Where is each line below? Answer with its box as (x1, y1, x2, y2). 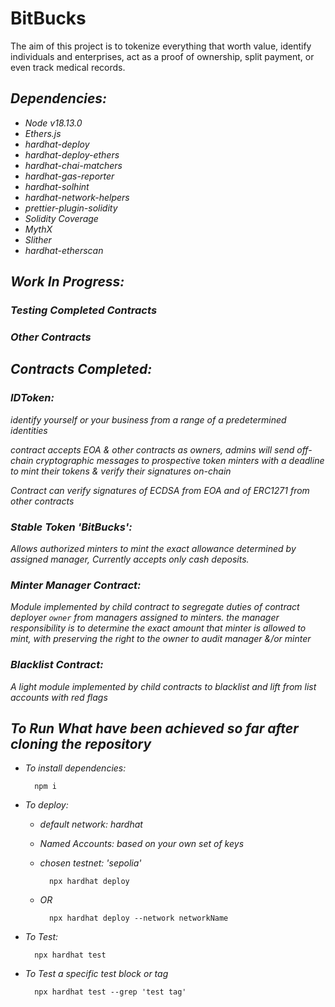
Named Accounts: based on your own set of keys (39, 838, 245, 850)
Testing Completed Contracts (10, 303, 158, 317)
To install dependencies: (24, 762, 127, 774)
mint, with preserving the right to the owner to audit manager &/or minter (10, 633, 312, 645)
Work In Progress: (10, 273, 125, 291)
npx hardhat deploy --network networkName (48, 913, 229, 924)
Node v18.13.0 (24, 117, 83, 129)
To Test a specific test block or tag (24, 968, 169, 980)
